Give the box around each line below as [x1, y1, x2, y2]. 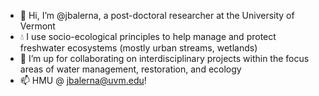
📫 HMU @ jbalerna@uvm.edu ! [19, 75, 147, 86]
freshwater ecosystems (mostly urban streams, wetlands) [19, 42, 258, 54]
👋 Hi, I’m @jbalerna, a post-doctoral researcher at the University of [19, 10, 295, 21]
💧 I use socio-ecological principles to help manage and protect [19, 31, 277, 42]
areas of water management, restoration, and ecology [19, 63, 242, 75]
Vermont [19, 20, 56, 32]
